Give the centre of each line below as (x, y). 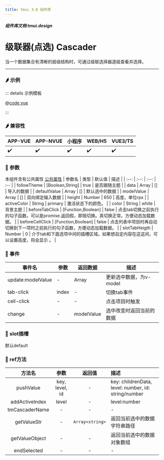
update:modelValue (30, 280)
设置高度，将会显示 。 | (32, 240)
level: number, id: (130, 387)
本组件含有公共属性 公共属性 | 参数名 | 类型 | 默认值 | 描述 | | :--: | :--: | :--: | (81, 179)
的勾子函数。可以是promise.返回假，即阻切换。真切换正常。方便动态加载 (78, 216)
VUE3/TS (123, 141)
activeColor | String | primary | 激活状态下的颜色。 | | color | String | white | (80, 203)
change (16, 314)
